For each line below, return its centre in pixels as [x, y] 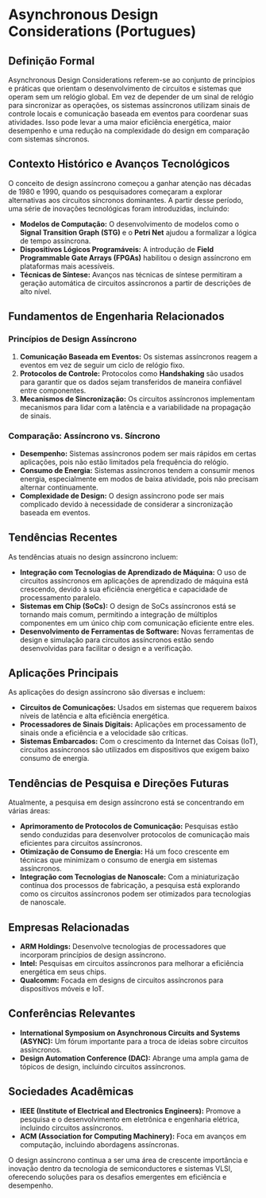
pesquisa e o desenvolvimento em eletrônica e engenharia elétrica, [129, 1119]
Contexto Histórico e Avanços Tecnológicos [119, 164]
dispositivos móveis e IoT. [62, 989]
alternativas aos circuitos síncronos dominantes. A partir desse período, [126, 200]
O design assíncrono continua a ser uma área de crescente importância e [128, 1160]
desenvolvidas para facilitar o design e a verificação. [106, 648]
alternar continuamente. [59, 487]
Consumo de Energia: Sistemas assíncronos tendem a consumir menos [137, 470]
